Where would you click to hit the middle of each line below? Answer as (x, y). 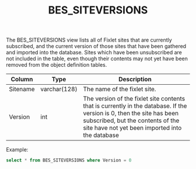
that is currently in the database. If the (135, 106)
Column (22, 80)
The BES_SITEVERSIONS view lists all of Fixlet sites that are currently (89, 40)
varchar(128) (59, 89)
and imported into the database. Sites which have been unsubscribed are (94, 53)
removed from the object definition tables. (57, 65)
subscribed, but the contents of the (131, 120)
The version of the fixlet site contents (134, 99)
